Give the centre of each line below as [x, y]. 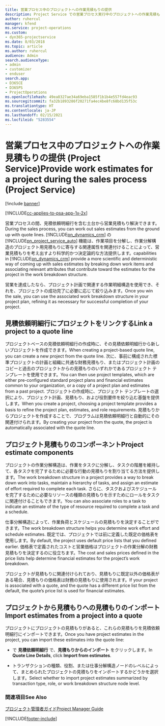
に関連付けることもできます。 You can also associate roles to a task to [76, 501]
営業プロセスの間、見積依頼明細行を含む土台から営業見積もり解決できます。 [82, 223]
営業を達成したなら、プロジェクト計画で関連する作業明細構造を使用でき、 [80, 285]
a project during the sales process [76, 179]
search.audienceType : [27, 60]
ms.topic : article [24, 46]
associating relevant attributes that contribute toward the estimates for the [80, 269]
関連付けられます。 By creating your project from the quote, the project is [79, 422]
